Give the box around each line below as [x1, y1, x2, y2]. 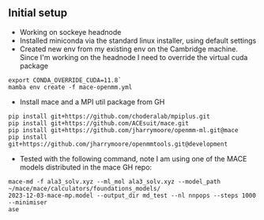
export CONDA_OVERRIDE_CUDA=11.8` [8, 76, 123, 84]
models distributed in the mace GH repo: [19, 162, 153, 172]
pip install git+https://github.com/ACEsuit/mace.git [8, 119, 190, 127]
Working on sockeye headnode [19, 27, 122, 36]
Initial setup [8, 6, 68, 20]
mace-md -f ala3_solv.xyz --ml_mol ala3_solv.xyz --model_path [8, 177, 221, 185]
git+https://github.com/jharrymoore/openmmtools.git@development [8, 140, 228, 148]
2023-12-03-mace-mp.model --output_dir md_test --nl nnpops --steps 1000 [8, 192, 257, 199]
